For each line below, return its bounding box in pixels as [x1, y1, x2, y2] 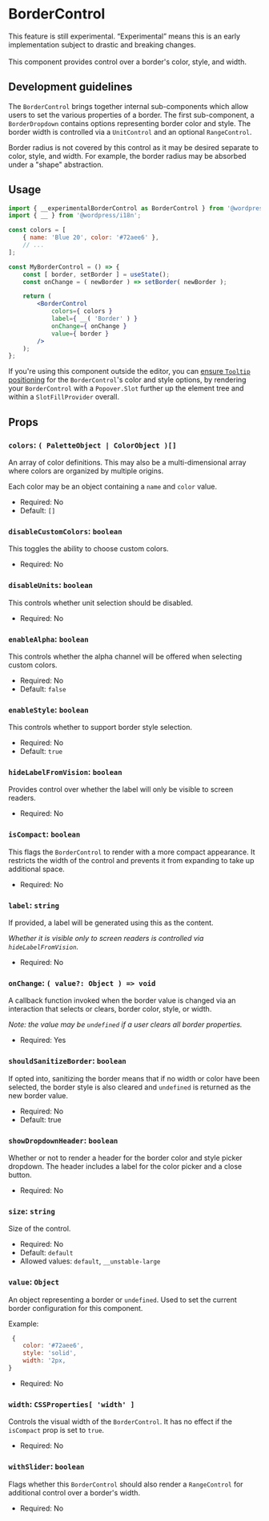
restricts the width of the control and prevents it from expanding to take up [8, 855, 255, 865]
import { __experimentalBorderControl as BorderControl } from [8, 204, 224, 213]
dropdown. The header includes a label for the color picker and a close [8, 1161, 243, 1171]
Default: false [19, 683, 66, 694]
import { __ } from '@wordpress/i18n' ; [8, 212, 142, 220]
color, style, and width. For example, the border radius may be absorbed [8, 151, 247, 160]
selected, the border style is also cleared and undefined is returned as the [8, 1082, 251, 1092]
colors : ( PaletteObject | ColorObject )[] [8, 439, 177, 450]
